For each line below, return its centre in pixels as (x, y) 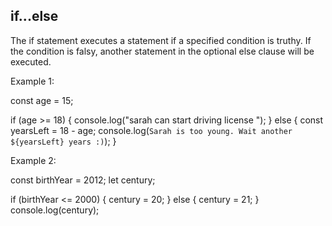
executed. (31, 61)
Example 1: (32, 81)
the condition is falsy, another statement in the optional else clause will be (162, 51)
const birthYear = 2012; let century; (83, 180)
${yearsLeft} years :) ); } (63, 141)
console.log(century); (55, 210)
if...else (34, 16)
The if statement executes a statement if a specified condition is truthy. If (161, 40)
